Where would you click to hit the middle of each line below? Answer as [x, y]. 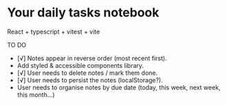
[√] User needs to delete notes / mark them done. [87, 73]
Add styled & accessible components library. [80, 65]
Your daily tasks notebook [83, 13]
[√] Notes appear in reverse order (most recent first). [92, 58]
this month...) [36, 95]
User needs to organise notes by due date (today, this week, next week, [119, 87]
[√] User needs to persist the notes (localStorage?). [90, 80]
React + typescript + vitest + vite [54, 32]
